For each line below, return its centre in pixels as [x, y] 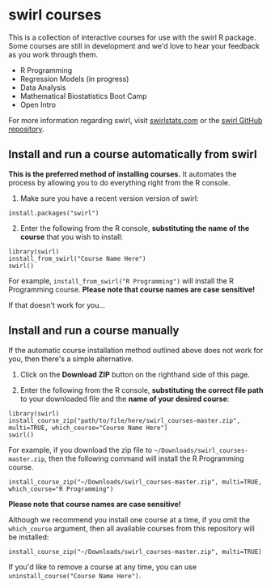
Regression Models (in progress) [74, 79]
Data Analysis [43, 87]
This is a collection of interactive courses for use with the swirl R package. [132, 37]
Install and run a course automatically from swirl [133, 154]
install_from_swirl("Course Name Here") [78, 258]
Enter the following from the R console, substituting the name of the [134, 228]
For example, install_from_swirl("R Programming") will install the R [121, 280]
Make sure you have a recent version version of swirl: [109, 198]
